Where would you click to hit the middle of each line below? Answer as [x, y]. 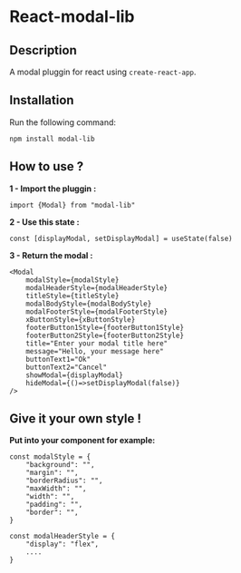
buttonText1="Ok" [58, 359]
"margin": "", [52, 473]
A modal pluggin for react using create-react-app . [103, 72]
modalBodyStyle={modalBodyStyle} [89, 304]
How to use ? [47, 166]
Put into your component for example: [82, 441]
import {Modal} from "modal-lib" [72, 205]
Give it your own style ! [76, 419]
